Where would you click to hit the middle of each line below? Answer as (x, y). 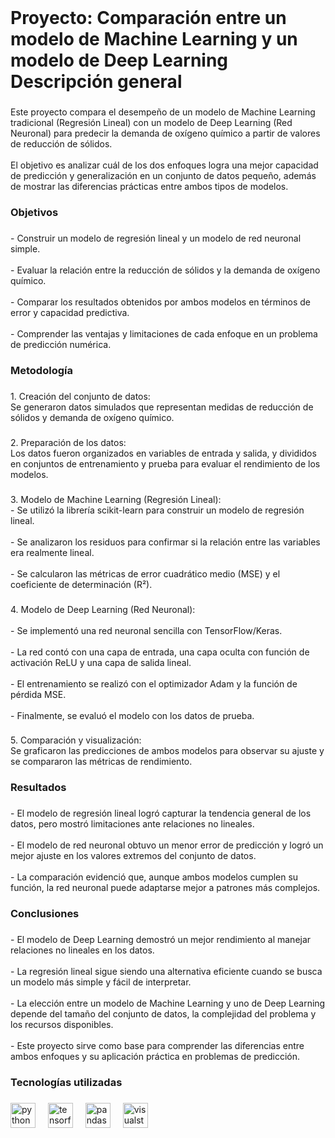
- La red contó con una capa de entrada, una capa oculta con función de (160, 652)
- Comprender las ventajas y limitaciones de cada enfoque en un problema (164, 333)
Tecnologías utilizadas (66, 1083)
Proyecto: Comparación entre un (148, 18)
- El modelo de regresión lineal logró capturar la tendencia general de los (161, 813)
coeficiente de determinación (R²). (81, 584)
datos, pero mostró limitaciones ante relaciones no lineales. (132, 824)
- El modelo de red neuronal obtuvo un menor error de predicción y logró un (167, 845)
